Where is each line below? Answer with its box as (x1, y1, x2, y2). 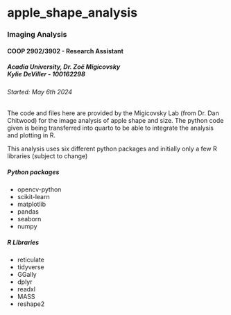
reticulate (17, 255, 45, 264)
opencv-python (17, 185, 62, 194)
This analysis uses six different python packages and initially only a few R (7, 144, 217, 153)
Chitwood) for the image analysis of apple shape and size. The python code (7, 117, 224, 125)
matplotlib (17, 200, 46, 209)
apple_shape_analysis (7, 5, 137, 21)
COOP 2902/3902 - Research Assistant (7, 46, 123, 55)
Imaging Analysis (7, 30, 67, 40)
